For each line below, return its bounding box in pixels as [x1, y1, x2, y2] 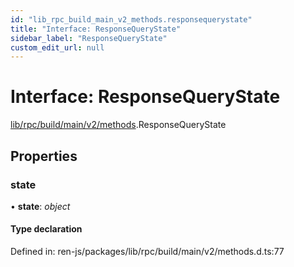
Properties [10, 147, 78, 165]
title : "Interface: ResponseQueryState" [10, 24, 182, 34]
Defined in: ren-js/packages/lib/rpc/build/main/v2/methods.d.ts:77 [10, 246, 285, 258]
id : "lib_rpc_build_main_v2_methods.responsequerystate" [10, 14, 253, 25]
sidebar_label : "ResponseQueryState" [10, 33, 168, 43]
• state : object [10, 200, 71, 212]
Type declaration [10, 223, 83, 235]
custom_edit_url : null [10, 42, 105, 53]
